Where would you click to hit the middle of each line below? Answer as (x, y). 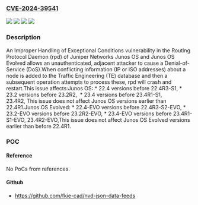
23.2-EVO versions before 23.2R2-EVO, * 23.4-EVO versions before (89, 113)
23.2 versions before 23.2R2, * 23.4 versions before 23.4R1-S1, (84, 94)
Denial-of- (177, 63)
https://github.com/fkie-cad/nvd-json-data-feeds (75, 195)
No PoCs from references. (38, 169)
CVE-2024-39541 (32, 8)
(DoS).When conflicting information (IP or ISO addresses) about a (106, 69)
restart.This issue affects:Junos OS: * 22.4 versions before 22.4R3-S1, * (94, 88)
